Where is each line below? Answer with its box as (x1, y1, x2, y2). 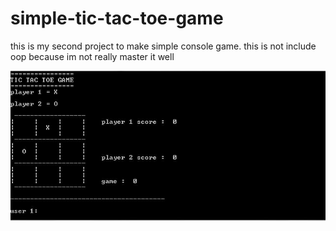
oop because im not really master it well (10, 50, 175, 62)
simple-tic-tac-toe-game (10, 7, 224, 30)
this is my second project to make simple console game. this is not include (10, 40, 317, 52)
